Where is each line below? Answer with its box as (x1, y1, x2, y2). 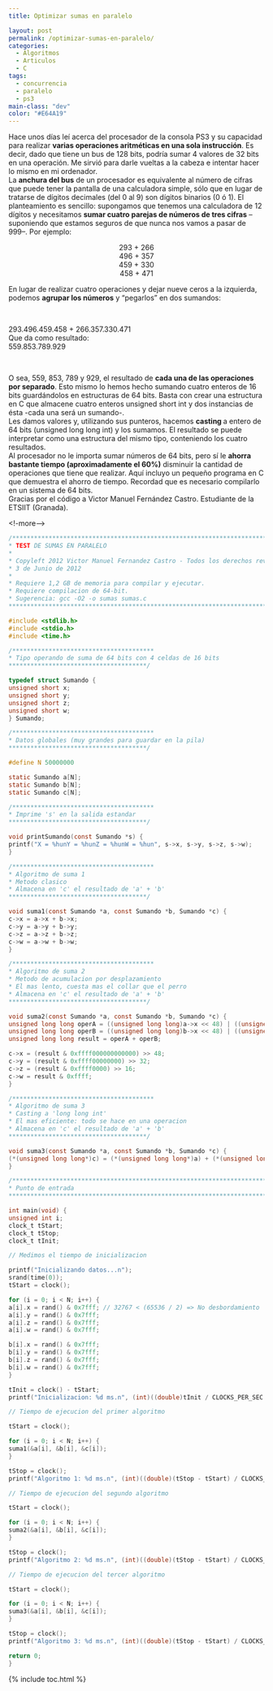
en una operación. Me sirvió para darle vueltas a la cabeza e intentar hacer (8, 158, 260, 167)
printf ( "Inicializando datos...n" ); (8, 1266, 132, 1274)
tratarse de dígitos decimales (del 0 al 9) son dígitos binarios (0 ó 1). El (8, 193, 245, 202)
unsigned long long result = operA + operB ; (8, 1035, 162, 1043)
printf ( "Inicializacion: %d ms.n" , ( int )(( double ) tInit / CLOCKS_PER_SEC (8, 1393, 264, 1402)
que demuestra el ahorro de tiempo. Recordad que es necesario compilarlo (8, 477, 260, 487)
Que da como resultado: (8, 333, 89, 343)
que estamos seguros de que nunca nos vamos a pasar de (50, 219, 246, 228)
